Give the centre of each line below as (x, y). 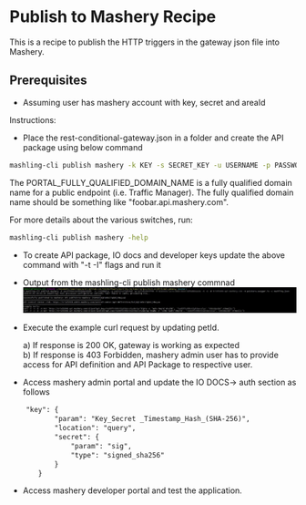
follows (36, 392)
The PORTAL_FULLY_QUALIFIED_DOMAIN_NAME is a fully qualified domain (151, 182)
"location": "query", (95, 428)
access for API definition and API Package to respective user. (138, 364)
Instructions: (33, 119)
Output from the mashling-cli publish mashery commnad (128, 282)
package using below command (82, 147)
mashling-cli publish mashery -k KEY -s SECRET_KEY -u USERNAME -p (140, 165)
